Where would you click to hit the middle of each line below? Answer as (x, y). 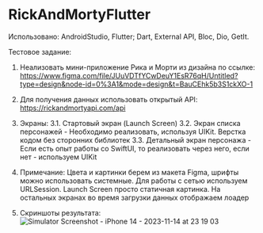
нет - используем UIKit (58, 157)
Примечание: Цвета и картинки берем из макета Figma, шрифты (129, 172)
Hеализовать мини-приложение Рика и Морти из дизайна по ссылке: (137, 67)
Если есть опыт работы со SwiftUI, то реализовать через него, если (134, 148)
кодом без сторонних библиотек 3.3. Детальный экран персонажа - (135, 139)
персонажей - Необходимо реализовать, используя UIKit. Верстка (133, 132)
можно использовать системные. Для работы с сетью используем (133, 181)
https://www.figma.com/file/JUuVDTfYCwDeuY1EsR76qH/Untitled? (129, 75)
